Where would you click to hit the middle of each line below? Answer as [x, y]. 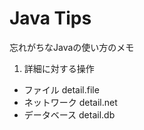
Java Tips [50, 18]
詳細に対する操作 [59, 68]
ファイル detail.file [61, 89]
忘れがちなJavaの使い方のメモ [72, 47]
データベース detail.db [69, 114]
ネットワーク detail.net [70, 102]
